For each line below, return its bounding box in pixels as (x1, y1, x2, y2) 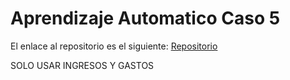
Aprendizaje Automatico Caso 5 (10, 7, 281, 30)
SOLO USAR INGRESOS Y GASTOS (10, 59, 155, 71)
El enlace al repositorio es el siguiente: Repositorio (10, 40, 218, 52)
